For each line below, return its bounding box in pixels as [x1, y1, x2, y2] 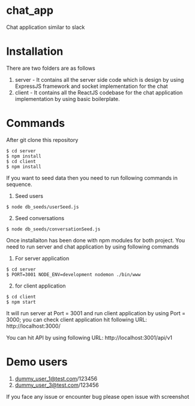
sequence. [6, 180, 33, 188]
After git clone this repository [6, 136, 79, 143]
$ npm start [6, 299, 36, 305]
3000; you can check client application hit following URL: [6, 316, 148, 323]
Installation [6, 45, 64, 58]
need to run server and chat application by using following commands [6, 243, 179, 250]
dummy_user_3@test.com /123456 [14, 381, 99, 389]
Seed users [14, 192, 44, 199]
